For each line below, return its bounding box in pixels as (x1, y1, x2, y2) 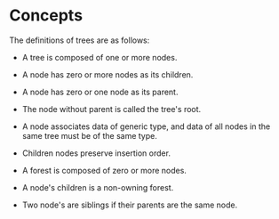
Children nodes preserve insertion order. (21, 148, 171, 158)
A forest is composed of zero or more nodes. (21, 165, 187, 175)
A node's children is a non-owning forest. (21, 182, 174, 192)
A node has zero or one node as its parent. (21, 86, 179, 97)
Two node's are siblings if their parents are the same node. (21, 199, 238, 210)
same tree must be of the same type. (21, 130, 157, 141)
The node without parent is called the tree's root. (21, 103, 202, 114)
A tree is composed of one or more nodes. (21, 52, 178, 62)
